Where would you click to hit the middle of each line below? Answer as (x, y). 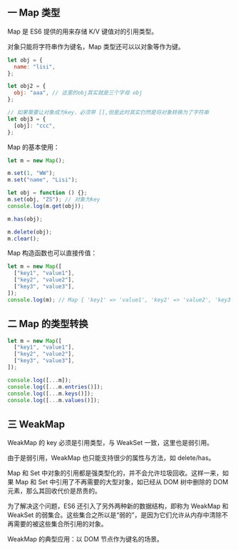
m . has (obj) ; (25, 219)
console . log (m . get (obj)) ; (46, 206)
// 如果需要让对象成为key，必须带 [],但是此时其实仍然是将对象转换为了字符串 (108, 113)
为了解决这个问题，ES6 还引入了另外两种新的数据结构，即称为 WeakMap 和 (118, 506)
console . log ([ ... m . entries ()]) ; (55, 387)
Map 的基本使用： (34, 147)
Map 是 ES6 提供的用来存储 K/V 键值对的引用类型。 (83, 31)
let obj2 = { (27, 86)
